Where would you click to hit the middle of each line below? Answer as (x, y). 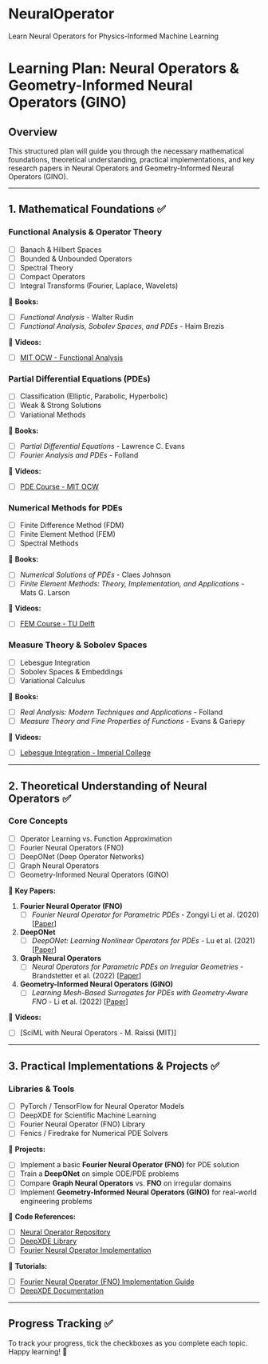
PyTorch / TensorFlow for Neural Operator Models (102, 1106)
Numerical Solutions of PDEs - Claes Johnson (95, 575)
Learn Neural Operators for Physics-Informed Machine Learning (114, 36)
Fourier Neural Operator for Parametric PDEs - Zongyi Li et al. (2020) (145, 915)
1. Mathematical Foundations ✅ (87, 209)
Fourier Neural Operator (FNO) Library (83, 1124)
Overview (33, 132)
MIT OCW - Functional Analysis (71, 358)
